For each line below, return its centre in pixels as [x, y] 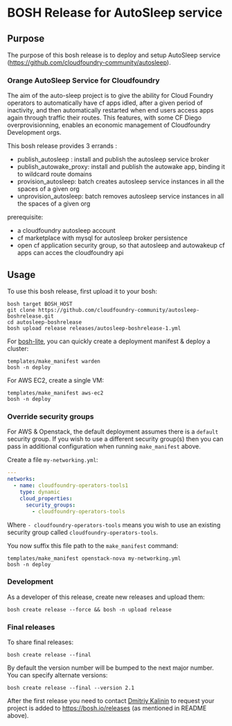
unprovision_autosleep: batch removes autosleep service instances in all [121, 197]
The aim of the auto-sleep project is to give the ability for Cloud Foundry [110, 96]
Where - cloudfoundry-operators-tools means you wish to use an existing [114, 525]
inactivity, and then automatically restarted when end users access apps [110, 110]
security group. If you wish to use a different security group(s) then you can [115, 439]
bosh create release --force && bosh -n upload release [89, 609]
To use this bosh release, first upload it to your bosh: [82, 291]
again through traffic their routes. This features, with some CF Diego [105, 118]
